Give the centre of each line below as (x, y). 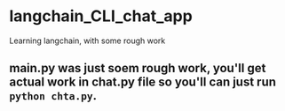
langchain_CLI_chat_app (101, 16)
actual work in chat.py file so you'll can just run (143, 82)
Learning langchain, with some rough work (87, 41)
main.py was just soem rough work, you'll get (138, 68)
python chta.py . (53, 96)
